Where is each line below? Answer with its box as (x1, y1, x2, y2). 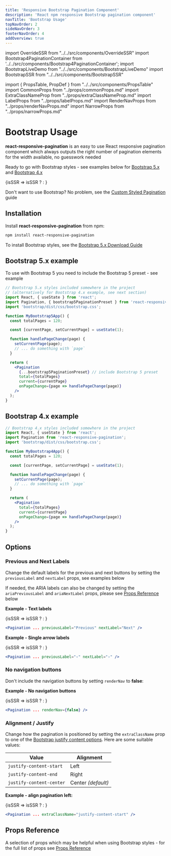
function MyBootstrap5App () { (5, 313, 70, 318)
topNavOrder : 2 (5, 21, 38, 27)
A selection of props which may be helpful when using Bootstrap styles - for (5, 839, 165, 846)
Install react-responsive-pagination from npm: (5, 223, 105, 229)
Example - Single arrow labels (5, 634, 70, 640)
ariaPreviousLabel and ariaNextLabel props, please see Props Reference (5, 590, 159, 596)
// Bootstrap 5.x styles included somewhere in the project (5, 285, 136, 290)
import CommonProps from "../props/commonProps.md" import (5, 87, 139, 93)
